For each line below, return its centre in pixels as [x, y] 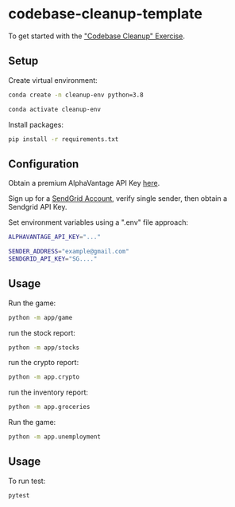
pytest [19, 495]
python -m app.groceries [49, 407]
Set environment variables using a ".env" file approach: [98, 222]
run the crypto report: [44, 363]
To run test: [27, 481]
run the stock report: [42, 332]
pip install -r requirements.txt [64, 139]
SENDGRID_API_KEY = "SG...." [53, 259]
